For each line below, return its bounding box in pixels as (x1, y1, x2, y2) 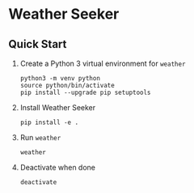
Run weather (19, 133, 61, 142)
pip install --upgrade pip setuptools (19, 88, 151, 96)
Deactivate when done (19, 163, 95, 172)
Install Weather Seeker (19, 103, 96, 112)
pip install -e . (19, 118, 79, 127)
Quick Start (8, 37, 67, 51)
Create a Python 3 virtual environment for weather (19, 58, 186, 68)
